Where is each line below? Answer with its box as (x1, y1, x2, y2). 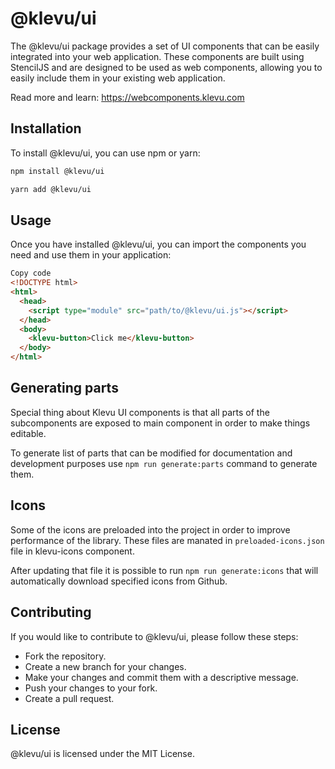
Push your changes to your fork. (24, 682, 158, 694)
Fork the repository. (24, 650, 107, 662)
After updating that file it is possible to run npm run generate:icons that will (10, 564, 319, 576)
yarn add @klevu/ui (10, 184, 92, 194)
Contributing (10, 604, 92, 621)
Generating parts (10, 380, 119, 397)
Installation (10, 120, 82, 137)
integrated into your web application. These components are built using (10, 50, 305, 62)
